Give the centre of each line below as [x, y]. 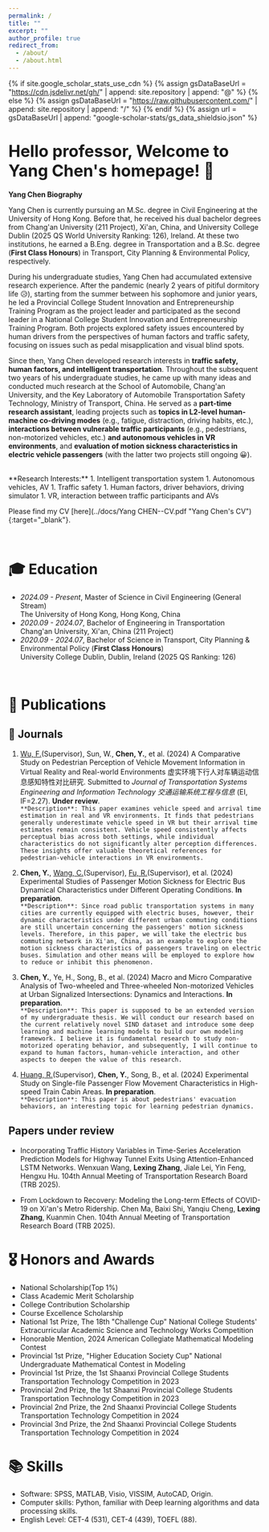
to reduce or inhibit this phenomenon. [87, 962]
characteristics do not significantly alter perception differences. [139, 844]
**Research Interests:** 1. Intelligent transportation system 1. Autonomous [132, 478]
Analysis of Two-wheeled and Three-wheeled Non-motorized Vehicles [137, 986]
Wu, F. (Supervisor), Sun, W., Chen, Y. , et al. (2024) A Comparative [130, 754]
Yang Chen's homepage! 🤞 [111, 171]
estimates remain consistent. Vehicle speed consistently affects [133, 829]
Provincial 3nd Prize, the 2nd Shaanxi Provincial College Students [128, 1424]
